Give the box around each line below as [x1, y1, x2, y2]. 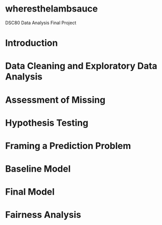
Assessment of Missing [5, 94, 106, 106]
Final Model [5, 186, 55, 198]
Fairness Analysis [5, 209, 81, 220]
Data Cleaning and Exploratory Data [5, 60, 157, 72]
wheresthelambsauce [5, 3, 98, 15]
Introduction [5, 37, 58, 49]
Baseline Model [5, 163, 71, 175]
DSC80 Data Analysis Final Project [5, 20, 77, 26]
